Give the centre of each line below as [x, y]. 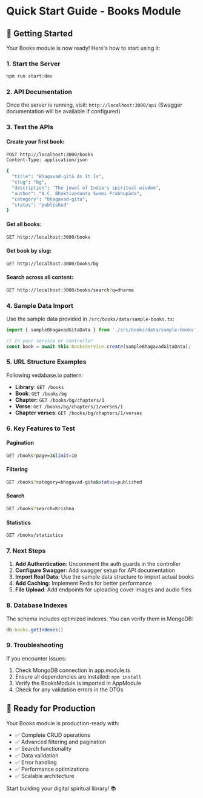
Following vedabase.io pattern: [45, 375]
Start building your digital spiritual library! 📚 [61, 788]
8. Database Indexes [37, 605]
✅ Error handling [36, 762]
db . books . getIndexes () [35, 630]
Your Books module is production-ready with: [63, 723]
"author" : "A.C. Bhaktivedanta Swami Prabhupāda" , [77, 193]
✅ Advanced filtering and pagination [60, 742]
